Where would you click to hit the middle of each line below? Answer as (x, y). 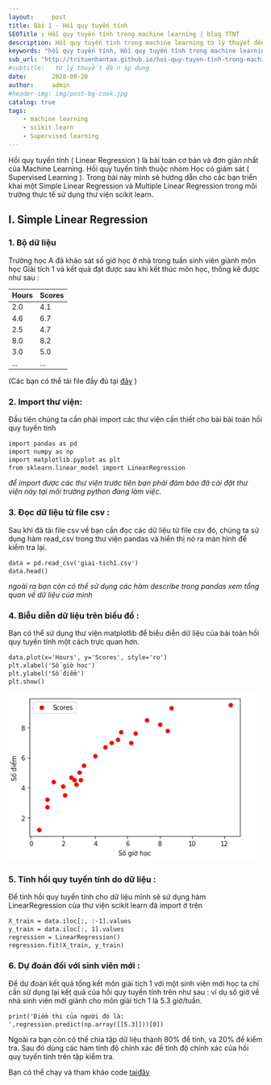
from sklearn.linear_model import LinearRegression (97, 468)
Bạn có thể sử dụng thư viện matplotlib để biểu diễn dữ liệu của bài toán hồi (134, 632)
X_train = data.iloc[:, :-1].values (70, 921)
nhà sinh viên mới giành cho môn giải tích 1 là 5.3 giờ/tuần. (105, 1000)
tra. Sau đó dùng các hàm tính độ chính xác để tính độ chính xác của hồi (129, 1048)
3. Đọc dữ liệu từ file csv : (59, 512)
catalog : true (32, 102)
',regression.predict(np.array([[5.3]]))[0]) (86, 1024)
